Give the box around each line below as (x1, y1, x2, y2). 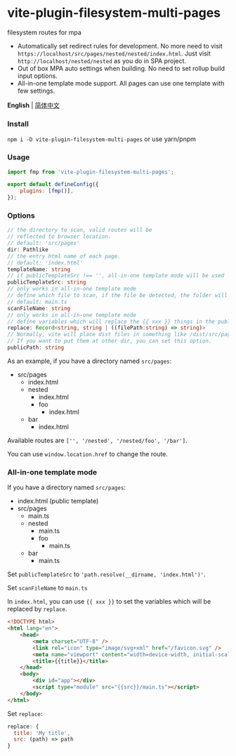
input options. (17, 72, 58, 80)
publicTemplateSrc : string (7, 279, 86, 286)
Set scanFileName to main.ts (7, 584, 88, 592)
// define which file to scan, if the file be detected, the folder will (7, 292, 228, 299)
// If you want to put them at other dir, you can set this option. (7, 338, 212, 345)
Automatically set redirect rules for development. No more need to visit (17, 41, 223, 50)
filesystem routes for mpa (7, 28, 82, 37)
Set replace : (7, 709, 43, 717)
